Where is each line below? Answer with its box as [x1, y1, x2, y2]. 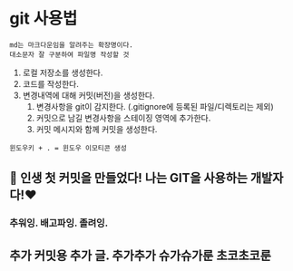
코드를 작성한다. [22, 78, 79, 89]
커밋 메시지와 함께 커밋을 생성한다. [35, 123, 158, 134]
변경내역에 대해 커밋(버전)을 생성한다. [22, 90, 155, 101]
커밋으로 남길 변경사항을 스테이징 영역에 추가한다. [35, 112, 211, 123]
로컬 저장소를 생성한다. [22, 67, 103, 78]
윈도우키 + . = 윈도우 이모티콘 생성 [9, 143, 127, 152]
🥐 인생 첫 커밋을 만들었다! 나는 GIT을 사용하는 [9, 170, 248, 186]
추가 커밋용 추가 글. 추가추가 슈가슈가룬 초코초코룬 [9, 247, 272, 263]
